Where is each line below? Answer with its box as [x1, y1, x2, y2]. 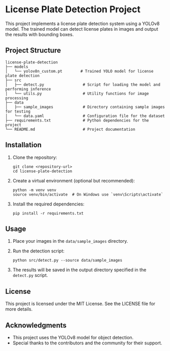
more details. [5, 306, 33, 312]
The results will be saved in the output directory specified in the [12, 267, 147, 273]
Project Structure [5, 46, 61, 55]
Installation [5, 141, 42, 149]
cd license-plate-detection [12, 169, 72, 174]
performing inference [5, 86, 51, 91]
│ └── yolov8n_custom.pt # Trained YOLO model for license [5, 68, 154, 74]
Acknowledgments [5, 321, 67, 330]
